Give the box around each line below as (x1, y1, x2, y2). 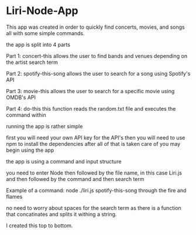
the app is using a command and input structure (6, 158, 122, 165)
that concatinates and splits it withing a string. (6, 210, 117, 217)
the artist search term (6, 59, 59, 66)
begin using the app (6, 147, 54, 154)
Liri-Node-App (6, 4, 78, 18)
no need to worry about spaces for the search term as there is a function (6, 204, 181, 212)
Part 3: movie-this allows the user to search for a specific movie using (6, 87, 175, 94)
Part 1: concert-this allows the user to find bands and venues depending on (6, 52, 188, 59)
